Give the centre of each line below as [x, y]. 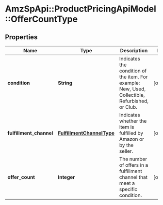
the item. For [133, 77]
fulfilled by [131, 133]
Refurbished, [134, 101]
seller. [126, 151]
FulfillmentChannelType [86, 133]
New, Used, [132, 89]
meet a [127, 183]
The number [133, 159]
